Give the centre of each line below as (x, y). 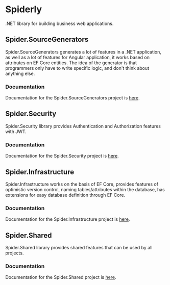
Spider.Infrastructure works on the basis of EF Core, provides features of (82, 184)
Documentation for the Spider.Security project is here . (62, 156)
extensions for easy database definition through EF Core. (65, 195)
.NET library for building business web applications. (59, 23)
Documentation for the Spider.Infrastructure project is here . (68, 219)
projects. (15, 253)
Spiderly (24, 9)
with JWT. (16, 132)
